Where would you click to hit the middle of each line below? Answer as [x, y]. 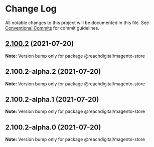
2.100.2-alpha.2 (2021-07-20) [53, 71]
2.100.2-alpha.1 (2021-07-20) [52, 99]
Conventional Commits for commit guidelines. [52, 28]
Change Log [31, 9]
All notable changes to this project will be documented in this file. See [77, 23]
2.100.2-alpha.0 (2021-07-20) [53, 127]
